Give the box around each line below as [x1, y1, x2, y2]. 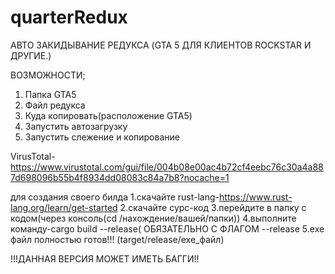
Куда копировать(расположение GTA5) [24, 109, 193, 121]
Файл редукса [24, 99, 86, 111]
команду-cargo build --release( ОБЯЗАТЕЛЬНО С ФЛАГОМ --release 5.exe [10, 222, 325, 235]
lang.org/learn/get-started [10, 201, 118, 213]
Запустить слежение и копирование [24, 131, 180, 143]
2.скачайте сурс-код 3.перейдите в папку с [119, 201, 307, 213]
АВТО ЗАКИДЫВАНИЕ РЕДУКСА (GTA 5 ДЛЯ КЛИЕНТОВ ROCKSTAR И [10, 39, 312, 51]
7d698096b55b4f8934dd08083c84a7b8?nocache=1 [10, 171, 230, 183]
